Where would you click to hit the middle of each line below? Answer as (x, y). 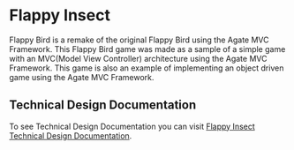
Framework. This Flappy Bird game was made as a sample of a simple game (147, 49)
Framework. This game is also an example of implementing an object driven (147, 68)
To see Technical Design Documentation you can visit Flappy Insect (132, 126)
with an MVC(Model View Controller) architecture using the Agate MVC (138, 58)
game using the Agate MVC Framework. (82, 77)
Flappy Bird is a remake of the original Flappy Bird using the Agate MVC (139, 40)
